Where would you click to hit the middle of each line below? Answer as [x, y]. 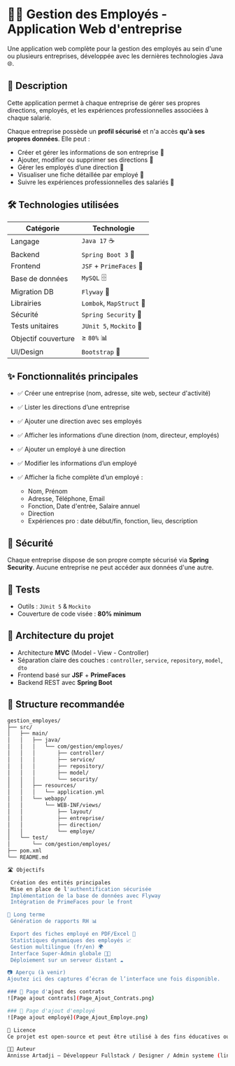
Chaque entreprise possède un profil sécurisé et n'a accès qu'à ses [106, 131]
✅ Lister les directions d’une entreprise [73, 407]
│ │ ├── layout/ [50, 812]
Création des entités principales [60, 882]
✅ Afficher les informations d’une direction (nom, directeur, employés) [118, 435]
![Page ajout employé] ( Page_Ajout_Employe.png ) [78, 1017]
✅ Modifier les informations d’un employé [77, 463]
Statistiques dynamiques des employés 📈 [71, 940]
